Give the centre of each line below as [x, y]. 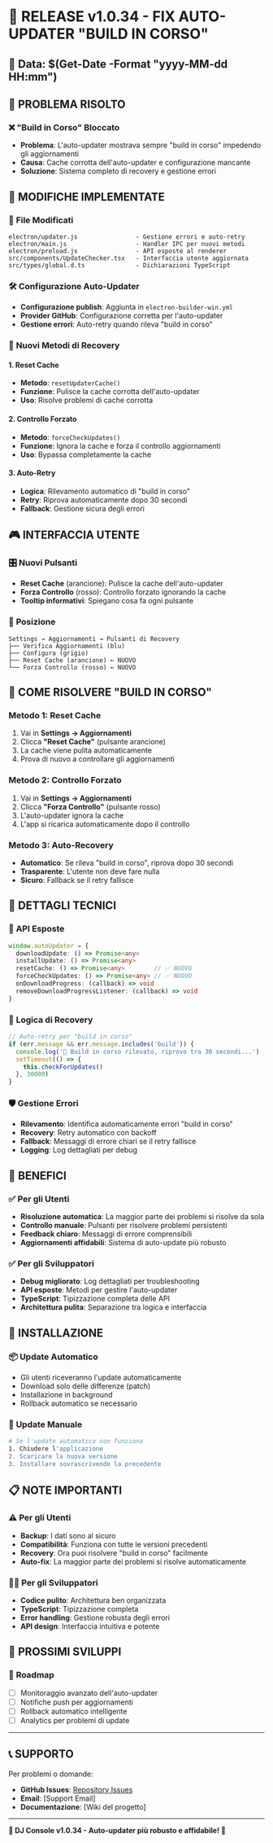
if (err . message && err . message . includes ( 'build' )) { [102, 1044]
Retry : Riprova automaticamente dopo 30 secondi [104, 499]
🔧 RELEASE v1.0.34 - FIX [92, 17]
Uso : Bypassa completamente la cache [86, 454]
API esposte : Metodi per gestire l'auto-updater [99, 1290]
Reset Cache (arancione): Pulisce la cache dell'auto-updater [121, 584]
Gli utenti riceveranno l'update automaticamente [101, 1378]
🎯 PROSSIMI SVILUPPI [65, 1652]
